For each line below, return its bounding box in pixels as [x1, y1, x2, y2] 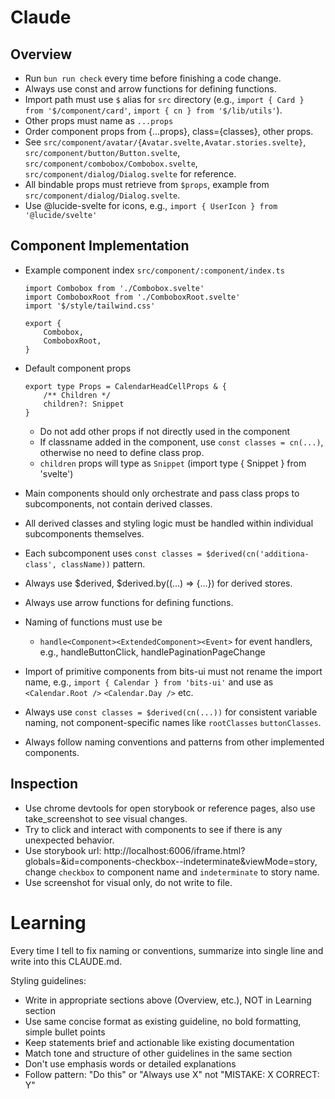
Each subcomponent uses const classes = [24, 547, 202, 559]
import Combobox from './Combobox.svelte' [24, 283, 205, 293]
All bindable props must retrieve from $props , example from [24, 179, 270, 190]
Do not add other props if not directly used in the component [39, 425, 291, 437]
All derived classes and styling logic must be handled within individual [24, 517, 314, 529]
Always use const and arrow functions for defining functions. [24, 83, 277, 95]
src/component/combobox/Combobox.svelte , [24, 157, 198, 169]
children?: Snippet [43, 399, 125, 409]
